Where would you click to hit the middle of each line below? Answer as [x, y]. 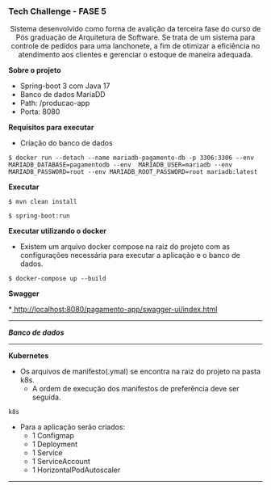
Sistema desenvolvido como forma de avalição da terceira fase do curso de [135, 29]
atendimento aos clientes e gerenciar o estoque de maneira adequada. [135, 55]
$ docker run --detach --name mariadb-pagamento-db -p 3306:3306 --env [131, 158]
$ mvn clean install [43, 202]
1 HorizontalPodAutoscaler [76, 470]
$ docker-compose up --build [57, 279]
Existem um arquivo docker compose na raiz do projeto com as [125, 247]
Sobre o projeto [35, 70]
